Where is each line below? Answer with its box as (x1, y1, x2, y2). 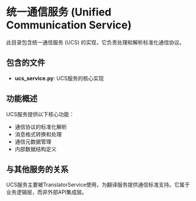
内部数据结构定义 (14, 145, 57, 152)
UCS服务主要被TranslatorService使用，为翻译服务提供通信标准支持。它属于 (6, 181, 191, 189)
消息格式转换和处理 (14, 130, 62, 138)
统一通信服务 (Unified (6, 5, 111, 19)
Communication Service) (6, 18, 132, 32)
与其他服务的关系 (6, 164, 69, 174)
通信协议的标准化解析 (14, 123, 67, 130)
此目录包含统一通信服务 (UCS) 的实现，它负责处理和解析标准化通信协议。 (6, 39, 185, 46)
